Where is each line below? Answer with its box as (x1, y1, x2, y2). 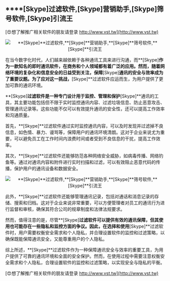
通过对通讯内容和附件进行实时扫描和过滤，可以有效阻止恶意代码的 (18, 159, 156, 165)
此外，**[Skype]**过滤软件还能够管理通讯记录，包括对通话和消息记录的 (5, 193, 155, 199)
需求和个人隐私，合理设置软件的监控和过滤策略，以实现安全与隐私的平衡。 (9, 259, 165, 265)
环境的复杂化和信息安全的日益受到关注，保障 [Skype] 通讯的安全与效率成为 (9, 69, 163, 75)
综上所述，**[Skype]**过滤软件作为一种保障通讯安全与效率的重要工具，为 (5, 246, 159, 253)
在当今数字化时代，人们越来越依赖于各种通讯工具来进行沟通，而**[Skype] (5, 56, 159, 63)
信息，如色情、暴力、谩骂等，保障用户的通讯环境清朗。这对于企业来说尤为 (5, 129, 160, 135)
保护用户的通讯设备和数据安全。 (14, 165, 81, 171)
